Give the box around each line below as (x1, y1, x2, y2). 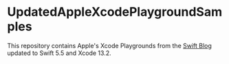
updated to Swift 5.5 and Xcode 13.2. (7, 49, 111, 57)
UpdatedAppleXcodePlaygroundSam (7, 4, 222, 20)
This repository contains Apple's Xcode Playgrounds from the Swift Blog (7, 41, 212, 50)
